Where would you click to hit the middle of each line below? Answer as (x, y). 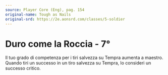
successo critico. (23, 68)
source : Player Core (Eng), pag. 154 (45, 10)
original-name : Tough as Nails (38, 14)
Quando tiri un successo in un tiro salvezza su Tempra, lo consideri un (78, 63)
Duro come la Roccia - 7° (58, 44)
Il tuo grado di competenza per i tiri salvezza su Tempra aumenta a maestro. (84, 57)
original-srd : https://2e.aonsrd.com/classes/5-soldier (65, 19)
